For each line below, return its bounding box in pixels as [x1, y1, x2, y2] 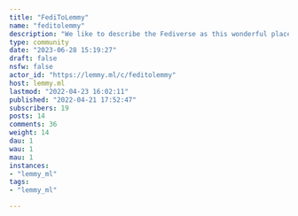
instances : [9, 161, 50, 170]
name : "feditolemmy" [9, 21, 86, 30]
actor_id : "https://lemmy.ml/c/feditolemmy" [9, 71, 176, 80]
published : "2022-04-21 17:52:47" [9, 95, 137, 104]
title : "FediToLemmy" [9, 12, 90, 22]
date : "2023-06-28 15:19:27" [9, 46, 117, 55]
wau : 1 [9, 144, 34, 153]
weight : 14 [9, 128, 50, 137]
